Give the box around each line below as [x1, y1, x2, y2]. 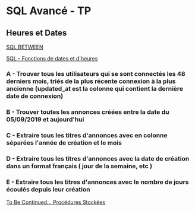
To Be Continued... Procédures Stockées [6, 199, 106, 206]
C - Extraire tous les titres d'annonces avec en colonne [6, 131, 168, 139]
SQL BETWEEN [6, 43, 43, 50]
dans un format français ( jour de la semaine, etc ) [6, 162, 153, 170]
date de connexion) [6, 92, 64, 100]
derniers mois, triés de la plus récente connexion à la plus [6, 77, 176, 85]
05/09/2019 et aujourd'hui [6, 115, 84, 123]
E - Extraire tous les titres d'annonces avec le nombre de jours [6, 178, 189, 186]
